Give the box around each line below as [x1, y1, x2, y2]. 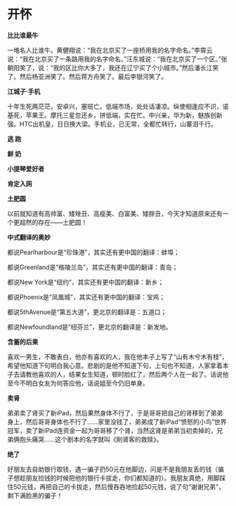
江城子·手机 [7, 87, 41, 96]
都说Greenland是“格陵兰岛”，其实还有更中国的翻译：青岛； [7, 263, 178, 271]
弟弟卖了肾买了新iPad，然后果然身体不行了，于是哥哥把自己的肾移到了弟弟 [7, 408, 223, 417]
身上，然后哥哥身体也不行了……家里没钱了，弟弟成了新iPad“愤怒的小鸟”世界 [7, 417, 227, 426]
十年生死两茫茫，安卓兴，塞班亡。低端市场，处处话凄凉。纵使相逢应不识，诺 [7, 102, 229, 110]
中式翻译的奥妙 [7, 233, 51, 241]
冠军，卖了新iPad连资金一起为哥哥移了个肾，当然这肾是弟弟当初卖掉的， [7, 426, 217, 434]
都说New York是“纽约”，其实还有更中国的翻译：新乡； [7, 278, 164, 286]
